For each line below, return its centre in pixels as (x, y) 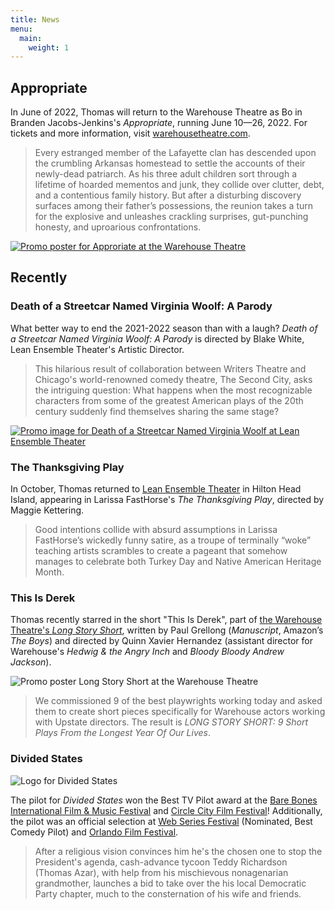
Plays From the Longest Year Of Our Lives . (122, 733)
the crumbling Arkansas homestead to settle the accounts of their (170, 163)
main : (31, 38)
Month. (49, 572)
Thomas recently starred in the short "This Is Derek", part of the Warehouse (166, 620)
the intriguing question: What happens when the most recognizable (173, 390)
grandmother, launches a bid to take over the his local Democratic (170, 883)
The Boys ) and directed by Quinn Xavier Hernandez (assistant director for (161, 641)
